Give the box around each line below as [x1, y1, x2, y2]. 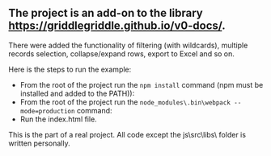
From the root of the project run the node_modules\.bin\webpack [19, 96, 231, 107]
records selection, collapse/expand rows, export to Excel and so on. [8, 48, 235, 59]
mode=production [19, 107, 75, 115]
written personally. [8, 138, 70, 148]
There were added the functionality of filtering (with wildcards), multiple [8, 40, 248, 50]
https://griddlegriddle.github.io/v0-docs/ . [8, 19, 227, 33]
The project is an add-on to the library [8, 6, 204, 20]
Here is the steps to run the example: [8, 64, 132, 74]
